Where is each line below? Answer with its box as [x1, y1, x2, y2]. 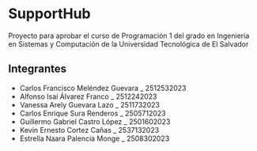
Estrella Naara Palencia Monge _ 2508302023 [19, 134, 170, 143]
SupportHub [8, 5, 91, 23]
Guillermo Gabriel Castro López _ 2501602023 [19, 116, 171, 126]
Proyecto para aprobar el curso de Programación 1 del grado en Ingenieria [8, 31, 250, 40]
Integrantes [8, 62, 67, 76]
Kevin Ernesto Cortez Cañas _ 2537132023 [19, 125, 160, 134]
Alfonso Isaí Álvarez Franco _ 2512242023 [19, 92, 157, 101]
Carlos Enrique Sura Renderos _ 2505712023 [19, 108, 166, 118]
